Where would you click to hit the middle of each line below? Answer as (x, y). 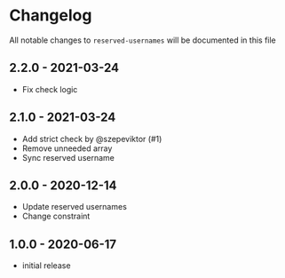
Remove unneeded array (67, 148)
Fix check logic (50, 89)
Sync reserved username (68, 157)
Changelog (51, 16)
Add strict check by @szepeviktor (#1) (92, 139)
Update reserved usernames (74, 207)
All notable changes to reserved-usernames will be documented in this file (143, 40)
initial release (46, 266)
